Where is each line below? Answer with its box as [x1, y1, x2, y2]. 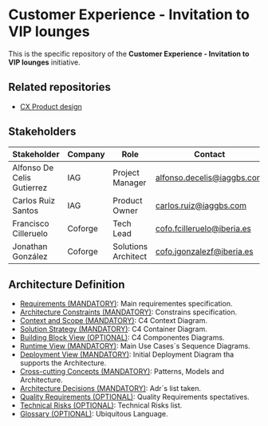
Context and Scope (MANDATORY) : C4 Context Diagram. [19, 316, 207, 325]
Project [112, 167, 140, 178]
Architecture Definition [8, 278, 125, 291]
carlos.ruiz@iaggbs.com [155, 199, 247, 211]
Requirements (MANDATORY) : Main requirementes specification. [19, 299, 233, 309]
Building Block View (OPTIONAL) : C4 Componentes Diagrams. [19, 333, 225, 342]
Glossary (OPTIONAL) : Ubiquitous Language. [19, 409, 169, 419]
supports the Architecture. [19, 358, 107, 368]
